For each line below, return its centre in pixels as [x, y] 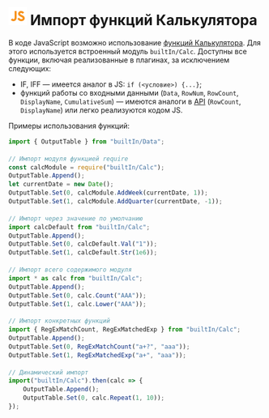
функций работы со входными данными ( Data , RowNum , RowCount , [129, 92]
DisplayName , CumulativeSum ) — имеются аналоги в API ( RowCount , [130, 101]
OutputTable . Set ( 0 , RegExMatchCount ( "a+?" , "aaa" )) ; [99, 347]
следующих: [30, 68]
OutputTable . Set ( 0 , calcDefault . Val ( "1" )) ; [83, 244]
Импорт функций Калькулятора [143, 21]
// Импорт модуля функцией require [68, 159]
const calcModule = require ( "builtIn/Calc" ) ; [86, 167]
